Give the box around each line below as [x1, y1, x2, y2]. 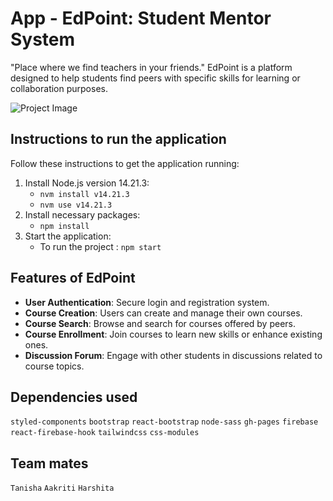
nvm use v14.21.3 [39, 200, 113, 210]
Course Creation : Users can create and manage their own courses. [24, 307, 303, 319]
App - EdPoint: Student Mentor [10, 7, 272, 30]
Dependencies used [10, 388, 138, 406]
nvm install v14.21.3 [39, 189, 130, 199]
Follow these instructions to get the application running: [10, 157, 240, 169]
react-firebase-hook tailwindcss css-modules [10, 428, 200, 438]
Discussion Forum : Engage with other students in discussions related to [24, 349, 323, 361]
